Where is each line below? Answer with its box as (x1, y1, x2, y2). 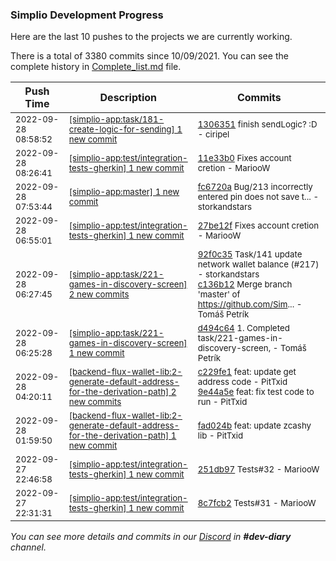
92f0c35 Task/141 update (197, 249, 303, 260)
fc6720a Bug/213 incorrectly (197, 181, 313, 193)
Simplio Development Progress (10, 8, 164, 22)
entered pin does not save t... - (197, 191, 320, 203)
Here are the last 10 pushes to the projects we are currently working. (10, 31, 293, 43)
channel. (10, 541, 47, 553)
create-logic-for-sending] (68, 124, 175, 135)
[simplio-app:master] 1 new (68, 186, 180, 198)
